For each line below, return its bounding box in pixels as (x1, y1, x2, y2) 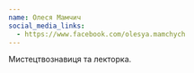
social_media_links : (8, 21, 86, 30)
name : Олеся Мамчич (8, 12, 82, 22)
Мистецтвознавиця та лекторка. (8, 54, 132, 65)
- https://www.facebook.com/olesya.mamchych (16, 29, 186, 38)
